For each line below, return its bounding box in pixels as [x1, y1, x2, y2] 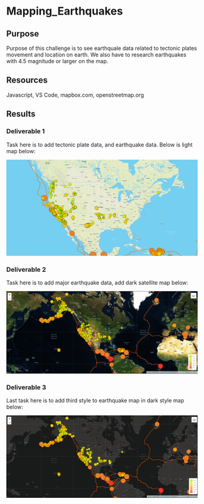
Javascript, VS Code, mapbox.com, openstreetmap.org [6, 91, 144, 98]
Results [6, 109, 36, 119]
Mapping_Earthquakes [6, 4, 123, 18]
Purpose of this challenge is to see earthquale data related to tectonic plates [6, 44, 197, 52]
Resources [6, 75, 48, 86]
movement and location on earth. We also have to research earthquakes [6, 51, 187, 58]
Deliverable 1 [6, 127, 46, 136]
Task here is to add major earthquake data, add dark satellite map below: [6, 279, 189, 286]
